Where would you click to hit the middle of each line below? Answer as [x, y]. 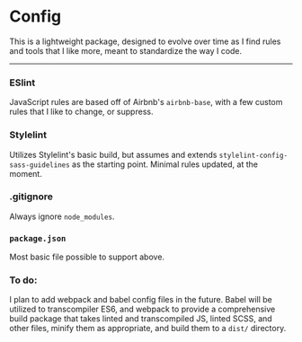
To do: [23, 280]
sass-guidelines [40, 165]
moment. [26, 173]
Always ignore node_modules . [62, 216]
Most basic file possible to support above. [87, 257]
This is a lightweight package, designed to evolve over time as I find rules [145, 41]
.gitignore [31, 197]
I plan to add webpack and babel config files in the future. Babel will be [141, 300]
